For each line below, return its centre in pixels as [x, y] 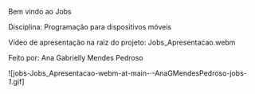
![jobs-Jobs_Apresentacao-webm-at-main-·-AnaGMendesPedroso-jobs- [127, 73]
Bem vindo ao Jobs [40, 12]
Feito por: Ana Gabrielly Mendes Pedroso [76, 58]
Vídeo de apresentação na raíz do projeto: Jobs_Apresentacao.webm [122, 42]
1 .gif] [17, 82]
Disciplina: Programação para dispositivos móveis [90, 27]
